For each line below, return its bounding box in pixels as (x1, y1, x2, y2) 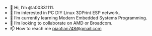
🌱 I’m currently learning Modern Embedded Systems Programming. (9, 15, 148, 20)
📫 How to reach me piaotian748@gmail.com (9, 26, 102, 31)
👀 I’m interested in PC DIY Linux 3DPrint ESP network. (9, 10, 120, 16)
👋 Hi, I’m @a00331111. (9, 5, 55, 10)
